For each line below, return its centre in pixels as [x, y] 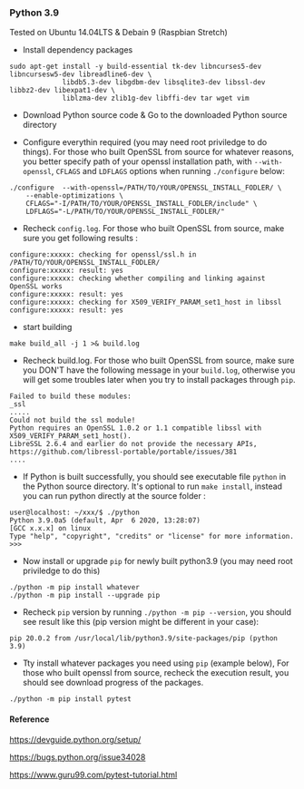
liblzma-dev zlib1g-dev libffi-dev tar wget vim [156, 98]
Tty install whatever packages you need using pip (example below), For [156, 663]
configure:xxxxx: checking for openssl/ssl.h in [103, 255]
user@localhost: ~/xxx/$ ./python [75, 513]
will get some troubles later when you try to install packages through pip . [159, 380]
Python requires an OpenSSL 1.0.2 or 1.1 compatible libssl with [135, 428]
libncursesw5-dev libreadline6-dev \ [81, 74]
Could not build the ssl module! [73, 420]
